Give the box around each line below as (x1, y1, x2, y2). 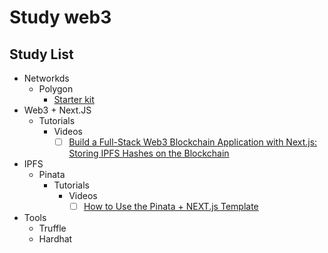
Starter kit (53, 94, 95, 105)
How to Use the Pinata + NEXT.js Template (83, 201, 259, 213)
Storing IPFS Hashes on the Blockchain (68, 147, 230, 160)
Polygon (38, 83, 74, 95)
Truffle (38, 222, 67, 235)
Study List (9, 46, 74, 63)
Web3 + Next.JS (23, 104, 92, 116)
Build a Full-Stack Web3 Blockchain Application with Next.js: (68, 136, 318, 148)
